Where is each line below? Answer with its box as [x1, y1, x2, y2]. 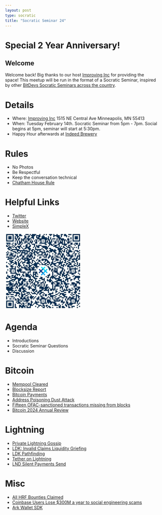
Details [5, 99, 34, 111]
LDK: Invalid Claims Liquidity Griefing [12, 446, 87, 451]
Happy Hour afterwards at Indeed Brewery [12, 131, 97, 137]
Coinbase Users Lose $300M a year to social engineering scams [12, 499, 142, 505]
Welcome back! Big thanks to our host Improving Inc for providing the [5, 72, 144, 78]
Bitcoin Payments [12, 392, 47, 398]
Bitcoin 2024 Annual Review [12, 407, 69, 413]
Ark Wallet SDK [12, 504, 43, 510]
